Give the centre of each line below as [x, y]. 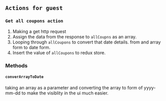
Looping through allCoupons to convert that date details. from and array [87, 42]
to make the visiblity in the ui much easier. [65, 93]
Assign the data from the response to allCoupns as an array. [74, 36]
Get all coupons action [34, 21]
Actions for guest [34, 8]
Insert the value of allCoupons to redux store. [59, 52]
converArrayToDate [24, 77]
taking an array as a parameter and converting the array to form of [74, 87]
